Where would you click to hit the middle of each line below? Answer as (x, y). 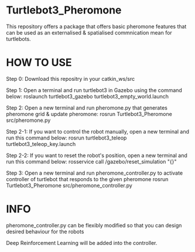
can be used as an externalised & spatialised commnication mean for (89, 32)
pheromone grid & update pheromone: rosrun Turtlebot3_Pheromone (89, 114)
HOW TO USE (39, 63)
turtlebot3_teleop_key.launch (41, 144)
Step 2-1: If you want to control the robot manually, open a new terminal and (97, 131)
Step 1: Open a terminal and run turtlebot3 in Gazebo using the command (94, 90)
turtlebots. (18, 39)
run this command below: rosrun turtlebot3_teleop (66, 138)
